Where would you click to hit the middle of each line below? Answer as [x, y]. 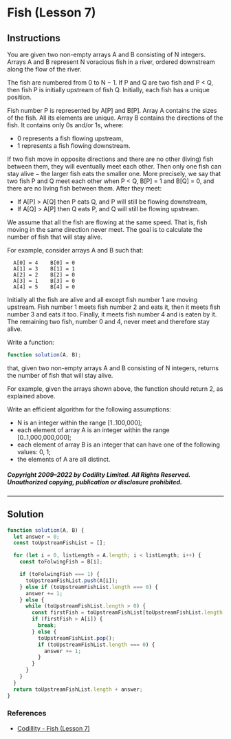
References [27, 714]
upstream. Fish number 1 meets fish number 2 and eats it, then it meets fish [114, 307]
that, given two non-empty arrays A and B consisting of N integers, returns [113, 368]
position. [20, 97]
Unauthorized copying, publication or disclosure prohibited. [95, 482]
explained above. [31, 396]
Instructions [34, 38]
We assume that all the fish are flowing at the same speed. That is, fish [107, 222]
